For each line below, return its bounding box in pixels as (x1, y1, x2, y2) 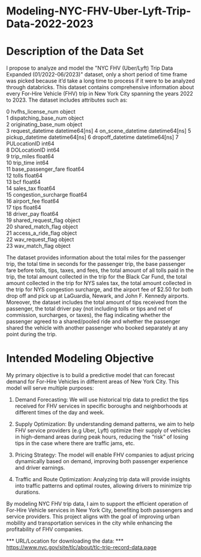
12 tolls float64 (6, 172, 43, 179)
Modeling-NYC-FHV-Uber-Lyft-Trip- (6, 4, 191, 18)
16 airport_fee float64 (6, 197, 59, 205)
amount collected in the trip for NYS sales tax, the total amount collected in (6, 280, 192, 287)
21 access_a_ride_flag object (6, 230, 77, 237)
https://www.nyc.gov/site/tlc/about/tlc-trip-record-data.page (6, 544, 157, 551)
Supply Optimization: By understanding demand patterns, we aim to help (14, 420, 195, 428)
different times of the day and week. (14, 409, 105, 416)
